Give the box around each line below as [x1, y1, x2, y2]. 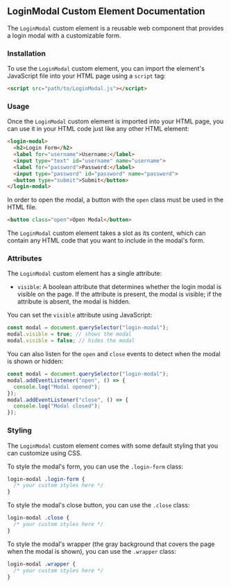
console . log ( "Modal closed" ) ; [13, 403, 101, 410]
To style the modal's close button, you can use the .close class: [7, 501, 190, 509]
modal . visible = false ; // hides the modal [7, 338, 135, 344]
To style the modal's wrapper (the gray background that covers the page [7, 540, 215, 548]
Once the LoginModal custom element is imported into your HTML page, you [7, 117, 224, 125]
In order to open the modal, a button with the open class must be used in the [7, 195, 224, 204]
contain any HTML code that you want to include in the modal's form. [7, 236, 205, 245]
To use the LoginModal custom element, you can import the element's [7, 64, 205, 73]
